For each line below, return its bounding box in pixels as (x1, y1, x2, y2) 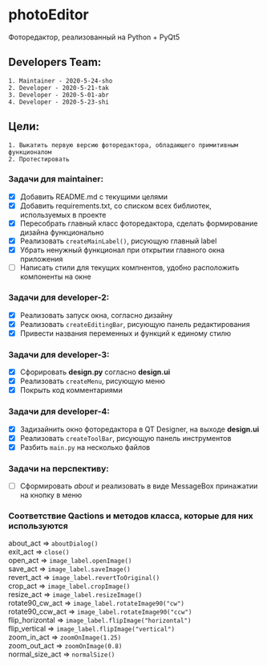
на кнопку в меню (19, 490, 83, 500)
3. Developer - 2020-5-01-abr (8, 91, 110, 99)
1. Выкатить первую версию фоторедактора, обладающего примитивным (8, 141, 239, 149)
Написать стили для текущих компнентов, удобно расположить (19, 263, 240, 272)
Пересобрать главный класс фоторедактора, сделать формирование (19, 219, 258, 228)
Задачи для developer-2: (8, 292, 110, 303)
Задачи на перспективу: (8, 463, 110, 474)
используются (8, 520, 68, 531)
